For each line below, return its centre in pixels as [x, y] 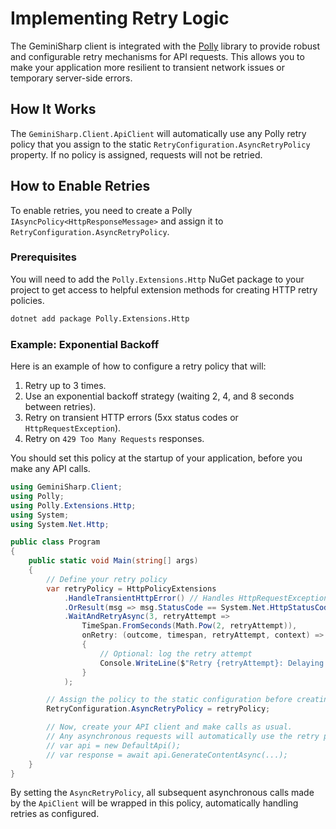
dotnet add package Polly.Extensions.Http [100, 318]
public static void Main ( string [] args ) [113, 561]
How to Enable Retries [80, 186]
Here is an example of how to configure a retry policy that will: [138, 366]
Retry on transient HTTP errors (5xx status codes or [131, 418]
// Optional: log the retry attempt [176, 653]
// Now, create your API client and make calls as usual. [169, 727]
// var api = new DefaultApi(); [114, 745]
